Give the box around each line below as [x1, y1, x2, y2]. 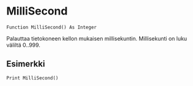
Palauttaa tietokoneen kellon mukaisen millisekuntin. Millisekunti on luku [6, 35, 188, 42]
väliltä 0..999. [6, 41, 41, 48]
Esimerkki [6, 59, 45, 69]
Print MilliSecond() [6, 74, 59, 81]
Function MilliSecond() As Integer [6, 24, 97, 30]
